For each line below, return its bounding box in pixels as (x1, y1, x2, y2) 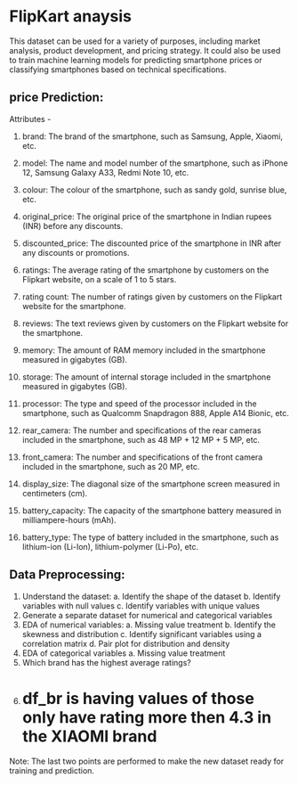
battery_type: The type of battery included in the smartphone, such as (21, 532, 279, 543)
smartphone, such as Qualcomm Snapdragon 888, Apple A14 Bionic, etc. (21, 407, 289, 418)
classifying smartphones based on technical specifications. (9, 64, 227, 75)
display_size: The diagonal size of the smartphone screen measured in (21, 478, 280, 489)
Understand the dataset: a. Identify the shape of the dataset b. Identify (21, 591, 281, 601)
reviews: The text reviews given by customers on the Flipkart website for (21, 318, 289, 329)
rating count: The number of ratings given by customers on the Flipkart (21, 291, 283, 302)
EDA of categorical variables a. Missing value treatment (21, 648, 226, 658)
